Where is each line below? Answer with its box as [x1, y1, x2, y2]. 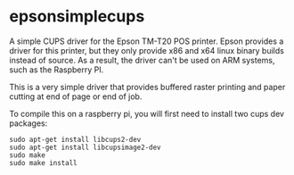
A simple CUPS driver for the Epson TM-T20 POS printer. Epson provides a [9, 36, 284, 46]
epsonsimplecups [9, 6, 145, 27]
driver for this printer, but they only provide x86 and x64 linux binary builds [9, 45, 285, 55]
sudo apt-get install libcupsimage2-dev [9, 143, 162, 152]
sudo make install [9, 158, 78, 167]
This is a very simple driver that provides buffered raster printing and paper [9, 81, 286, 92]
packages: [9, 118, 48, 129]
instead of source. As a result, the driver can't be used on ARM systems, [9, 54, 275, 65]
